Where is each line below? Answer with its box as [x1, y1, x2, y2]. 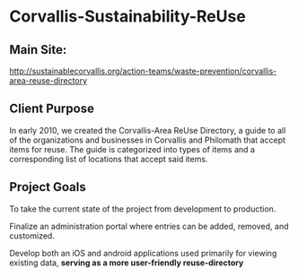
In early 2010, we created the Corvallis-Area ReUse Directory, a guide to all [9, 125, 286, 135]
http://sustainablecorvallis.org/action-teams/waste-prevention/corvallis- [9, 65, 277, 76]
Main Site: [9, 42, 67, 57]
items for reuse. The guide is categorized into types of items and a [9, 143, 256, 154]
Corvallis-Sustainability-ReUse [9, 6, 247, 27]
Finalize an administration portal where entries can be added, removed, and [9, 221, 289, 231]
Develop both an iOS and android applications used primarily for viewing [9, 247, 277, 258]
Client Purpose [9, 101, 94, 117]
